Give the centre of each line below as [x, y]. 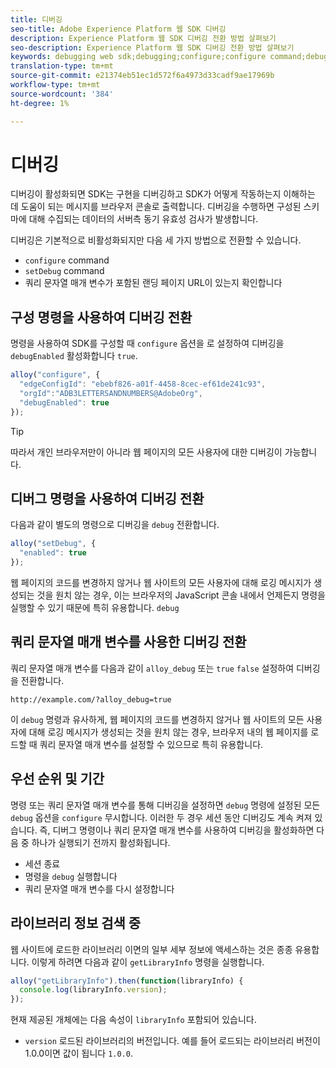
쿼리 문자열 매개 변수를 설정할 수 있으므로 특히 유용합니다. [151, 744]
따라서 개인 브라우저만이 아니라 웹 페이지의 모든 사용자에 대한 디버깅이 [146, 452]
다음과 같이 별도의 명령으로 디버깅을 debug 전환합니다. [115, 525]
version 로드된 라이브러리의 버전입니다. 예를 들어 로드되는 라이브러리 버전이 [172, 1041]
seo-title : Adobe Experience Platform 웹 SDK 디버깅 [118, 29]
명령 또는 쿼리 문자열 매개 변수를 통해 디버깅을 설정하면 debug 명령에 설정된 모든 [165, 805]
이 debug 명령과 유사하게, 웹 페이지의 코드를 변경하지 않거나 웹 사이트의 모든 [157, 719]
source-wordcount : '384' [62, 94]
